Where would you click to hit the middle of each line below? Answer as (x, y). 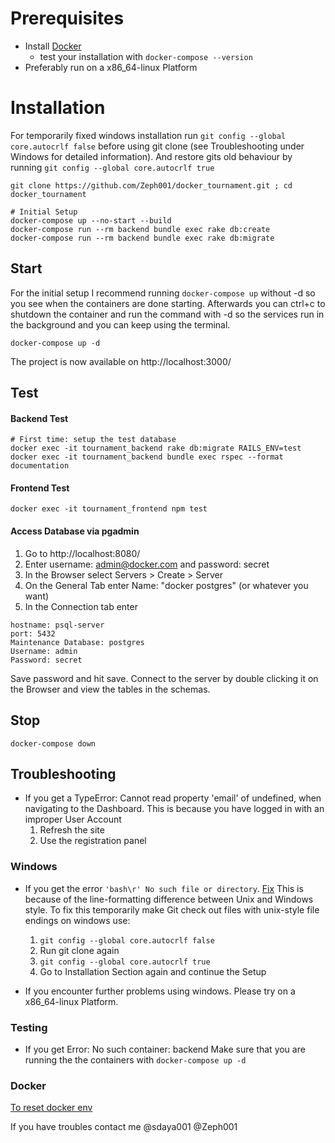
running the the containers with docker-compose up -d (135, 1059)
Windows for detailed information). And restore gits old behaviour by (151, 156)
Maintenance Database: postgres (77, 642)
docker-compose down (53, 743)
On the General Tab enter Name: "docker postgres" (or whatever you (166, 585)
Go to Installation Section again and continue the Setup (153, 971)
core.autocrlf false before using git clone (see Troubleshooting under (157, 146)
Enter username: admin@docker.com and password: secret (147, 564)
